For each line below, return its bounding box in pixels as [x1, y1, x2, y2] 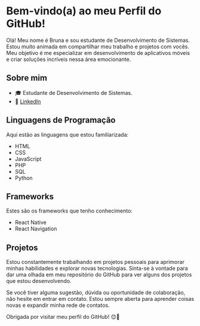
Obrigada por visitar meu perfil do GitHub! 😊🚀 [6, 313, 120, 321]
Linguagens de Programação [6, 115, 116, 125]
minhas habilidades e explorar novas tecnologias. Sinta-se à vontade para [6, 265, 188, 272]
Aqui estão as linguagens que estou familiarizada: [6, 131, 129, 138]
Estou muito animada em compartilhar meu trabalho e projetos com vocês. [6, 43, 190, 50]
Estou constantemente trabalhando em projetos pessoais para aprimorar [6, 259, 185, 266]
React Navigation [14, 225, 57, 232]
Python [14, 174, 33, 182]
